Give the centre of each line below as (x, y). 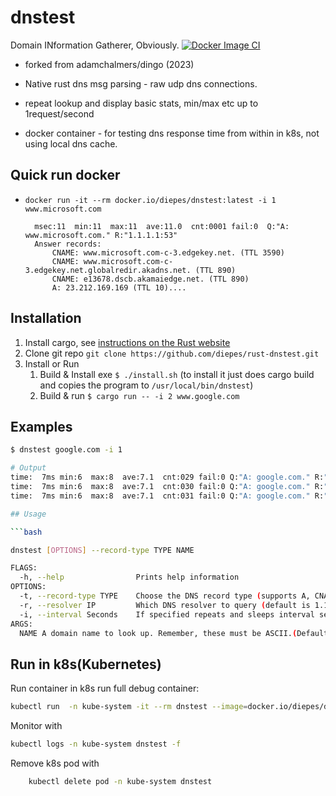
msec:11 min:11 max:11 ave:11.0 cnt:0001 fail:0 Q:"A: (162, 226)
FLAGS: (24, 568)
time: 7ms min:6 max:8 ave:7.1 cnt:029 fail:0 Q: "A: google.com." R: (167, 477)
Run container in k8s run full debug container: (105, 688)
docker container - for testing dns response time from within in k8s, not (172, 133)
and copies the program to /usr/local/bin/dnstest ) (146, 385)
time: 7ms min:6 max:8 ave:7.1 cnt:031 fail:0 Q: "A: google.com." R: (167, 496)
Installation (46, 318)
